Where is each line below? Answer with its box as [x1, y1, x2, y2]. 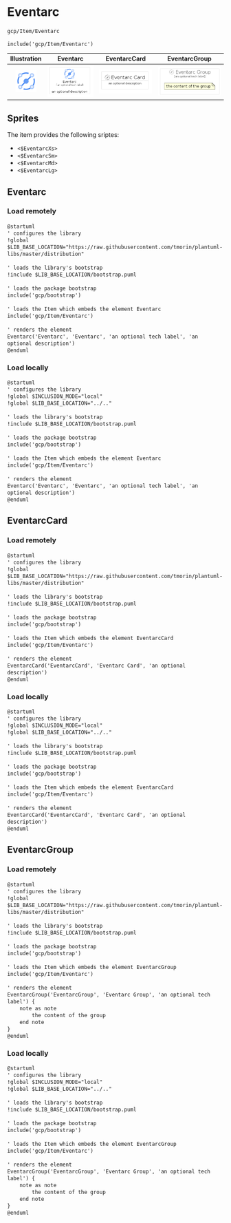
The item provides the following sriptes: [7, 131, 120, 139]
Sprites [7, 112, 39, 124]
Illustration [10, 54, 43, 63]
